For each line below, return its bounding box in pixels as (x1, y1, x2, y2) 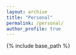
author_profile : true (6, 25, 61, 32)
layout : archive (6, 8, 47, 15)
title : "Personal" (6, 15, 53, 21)
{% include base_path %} (6, 42, 71, 50)
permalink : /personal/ (6, 20, 64, 26)
